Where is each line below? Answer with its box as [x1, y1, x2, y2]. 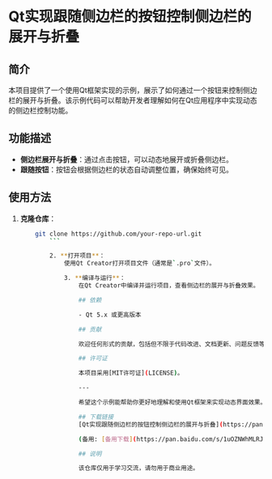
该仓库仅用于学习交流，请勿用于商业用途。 [78, 464, 200, 473]
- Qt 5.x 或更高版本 [78, 311, 142, 319]
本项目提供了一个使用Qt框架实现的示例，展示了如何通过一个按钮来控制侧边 [8, 86, 257, 95]
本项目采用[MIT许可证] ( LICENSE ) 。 [78, 369, 184, 377]
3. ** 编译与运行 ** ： [63, 274, 126, 282]
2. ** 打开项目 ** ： [49, 252, 105, 260]
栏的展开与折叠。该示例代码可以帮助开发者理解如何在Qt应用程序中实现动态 [8, 95, 257, 105]
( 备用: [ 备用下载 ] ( [78, 434, 137, 443]
